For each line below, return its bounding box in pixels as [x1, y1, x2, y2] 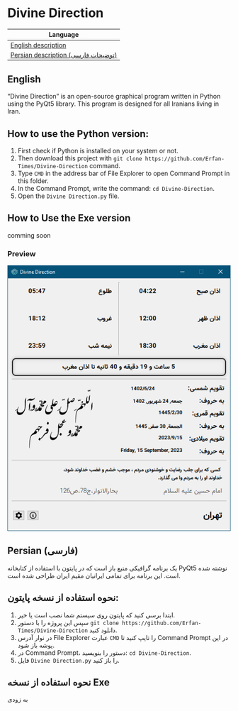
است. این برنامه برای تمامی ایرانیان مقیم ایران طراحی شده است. [7, 571, 181, 580]
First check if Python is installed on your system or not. [17, 147, 178, 155]
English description [10, 40, 67, 49]
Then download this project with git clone [17, 154, 142, 162]
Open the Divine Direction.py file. [17, 192, 120, 200]
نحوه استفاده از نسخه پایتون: [7, 592, 119, 604]
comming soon [7, 231, 51, 239]
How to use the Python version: [7, 128, 149, 140]
